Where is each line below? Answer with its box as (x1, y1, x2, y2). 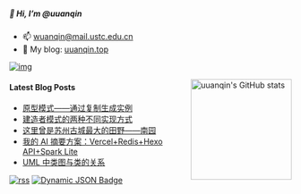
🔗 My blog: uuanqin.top (21, 44, 109, 55)
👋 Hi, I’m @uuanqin (9, 8, 82, 19)
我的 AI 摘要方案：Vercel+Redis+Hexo (21, 136, 163, 148)
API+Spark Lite (21, 147, 78, 157)
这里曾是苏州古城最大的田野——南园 (21, 125, 157, 136)
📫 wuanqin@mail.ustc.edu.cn (21, 30, 133, 41)
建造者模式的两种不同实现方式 (21, 114, 133, 125)
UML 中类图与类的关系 (21, 157, 106, 168)
